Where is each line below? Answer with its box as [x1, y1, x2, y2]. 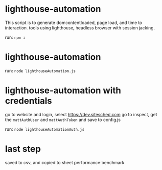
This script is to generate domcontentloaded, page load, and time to [5, 20, 142, 25]
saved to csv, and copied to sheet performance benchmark [5, 159, 125, 165]
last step [5, 144, 41, 154]
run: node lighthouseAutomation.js [5, 68, 76, 73]
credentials [5, 96, 52, 106]
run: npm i [5, 34, 25, 40]
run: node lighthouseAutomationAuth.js [5, 126, 85, 132]
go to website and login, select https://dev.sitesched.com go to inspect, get [5, 111, 158, 117]
